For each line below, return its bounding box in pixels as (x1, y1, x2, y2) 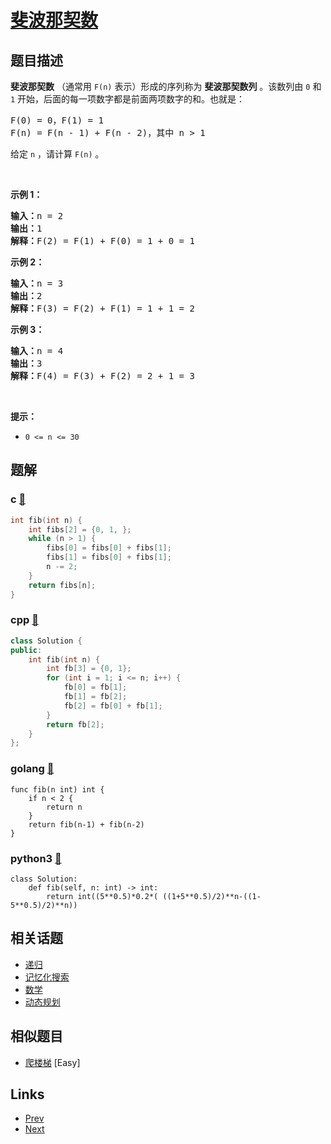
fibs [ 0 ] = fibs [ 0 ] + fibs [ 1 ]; (46, 543, 172, 553)
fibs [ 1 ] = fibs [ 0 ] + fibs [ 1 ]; (46, 552, 172, 563)
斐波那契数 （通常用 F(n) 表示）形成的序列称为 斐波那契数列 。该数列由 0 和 (10, 81, 322, 92)
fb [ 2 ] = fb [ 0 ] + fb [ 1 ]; (63, 701, 163, 711)
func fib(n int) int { (10, 784, 105, 795)
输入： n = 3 (10, 278, 64, 289)
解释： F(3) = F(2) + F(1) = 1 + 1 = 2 (10, 303, 195, 314)
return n (46, 802, 83, 812)
